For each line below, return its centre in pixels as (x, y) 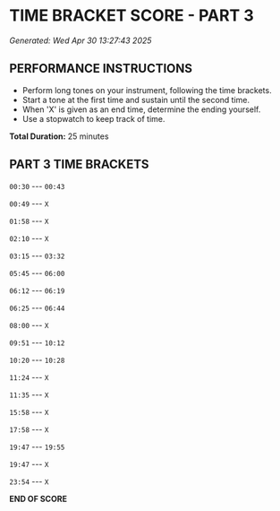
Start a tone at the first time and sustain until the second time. (136, 100)
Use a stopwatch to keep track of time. (93, 118)
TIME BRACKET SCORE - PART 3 (132, 16)
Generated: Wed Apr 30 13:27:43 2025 (81, 40)
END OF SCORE (38, 498)
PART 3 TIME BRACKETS (79, 165)
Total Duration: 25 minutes (59, 136)
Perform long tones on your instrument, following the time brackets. (147, 90)
